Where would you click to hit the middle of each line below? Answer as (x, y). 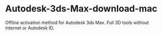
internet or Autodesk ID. (30, 27)
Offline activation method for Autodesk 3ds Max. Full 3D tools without (77, 22)
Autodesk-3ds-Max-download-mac (81, 9)
